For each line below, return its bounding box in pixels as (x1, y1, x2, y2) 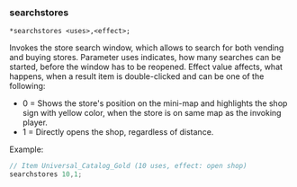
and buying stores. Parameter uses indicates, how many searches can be (9, 52, 282, 63)
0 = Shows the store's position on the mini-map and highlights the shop (22, 98, 288, 109)
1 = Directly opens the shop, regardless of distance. (22, 127, 214, 138)
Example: (9, 144, 44, 155)
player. (22, 117, 48, 128)
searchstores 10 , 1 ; (9, 170, 83, 179)
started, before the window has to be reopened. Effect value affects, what (9, 61, 283, 73)
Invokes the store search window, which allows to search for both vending (9, 42, 284, 53)
